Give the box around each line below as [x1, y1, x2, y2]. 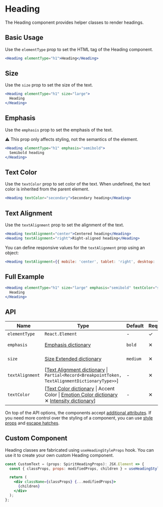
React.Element [44, 331, 77, 337]
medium [126, 356, 142, 361]
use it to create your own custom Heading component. [5, 452, 114, 458]
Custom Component [5, 434, 67, 442]
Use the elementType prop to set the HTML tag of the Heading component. [5, 46, 153, 52]
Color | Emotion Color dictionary [44, 391, 118, 398]
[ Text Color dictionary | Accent [44, 385, 115, 392]
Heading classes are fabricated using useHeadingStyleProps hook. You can [5, 447, 154, 453]
